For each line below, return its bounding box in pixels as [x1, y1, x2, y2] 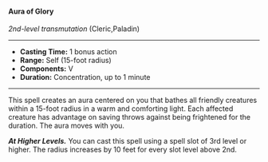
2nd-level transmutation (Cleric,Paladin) [8, 24, 140, 34]
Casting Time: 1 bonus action [19, 47, 117, 57]
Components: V [19, 64, 73, 73]
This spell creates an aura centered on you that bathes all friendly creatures [8, 96, 258, 105]
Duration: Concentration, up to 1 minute [19, 73, 151, 82]
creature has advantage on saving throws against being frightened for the [8, 113, 251, 122]
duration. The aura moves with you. [8, 121, 125, 131]
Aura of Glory [8, 6, 54, 16]
